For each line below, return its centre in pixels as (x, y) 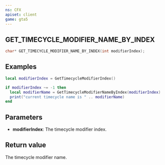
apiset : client (21, 15)
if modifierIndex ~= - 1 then (36, 88)
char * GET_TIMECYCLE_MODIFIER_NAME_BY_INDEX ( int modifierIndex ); (75, 51)
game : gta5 (17, 19)
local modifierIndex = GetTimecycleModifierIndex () (60, 78)
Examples (21, 67)
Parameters (24, 117)
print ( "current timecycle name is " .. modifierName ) (67, 97)
